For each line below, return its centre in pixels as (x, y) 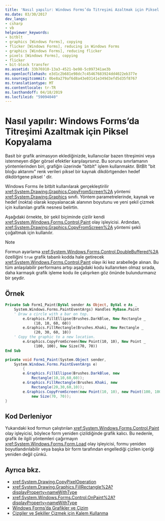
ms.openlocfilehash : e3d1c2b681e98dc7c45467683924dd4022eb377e (71, 74)
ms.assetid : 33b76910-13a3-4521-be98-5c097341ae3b (58, 70)
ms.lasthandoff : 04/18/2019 (34, 92)
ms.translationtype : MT (29, 83)
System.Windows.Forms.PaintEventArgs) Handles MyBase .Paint (77, 309)
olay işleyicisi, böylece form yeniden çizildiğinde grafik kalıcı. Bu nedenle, (79, 433)
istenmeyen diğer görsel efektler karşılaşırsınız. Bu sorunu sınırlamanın (77, 161)
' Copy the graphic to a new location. (55, 337)
